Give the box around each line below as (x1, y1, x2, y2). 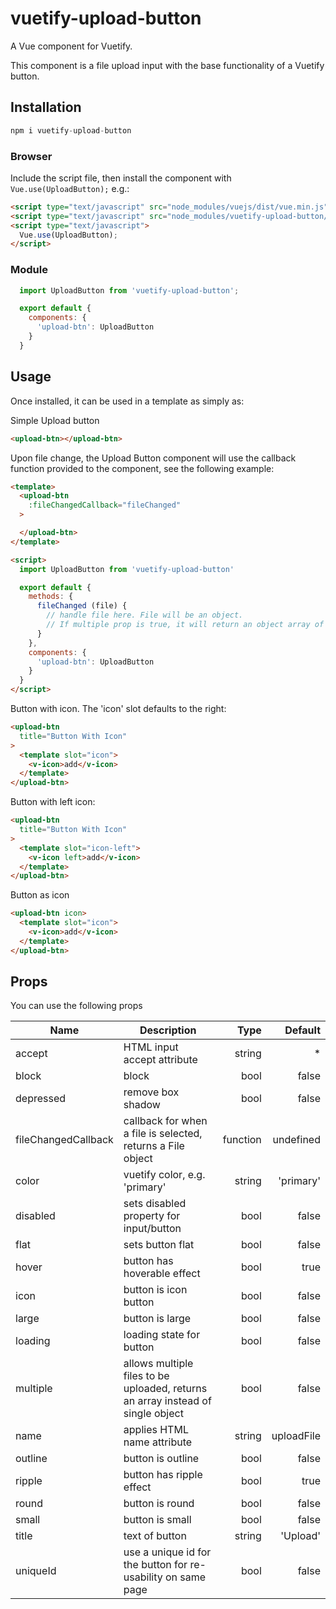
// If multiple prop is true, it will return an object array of (46, 620, 325, 630)
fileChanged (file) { (36, 601, 128, 611)
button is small (123, 1513, 192, 1527)
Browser (10, 149, 53, 163)
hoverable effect (123, 1267, 201, 1281)
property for (123, 1209, 181, 1223)
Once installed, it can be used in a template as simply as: (10, 395, 245, 407)
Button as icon (10, 889, 70, 901)
